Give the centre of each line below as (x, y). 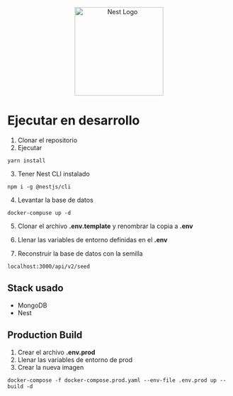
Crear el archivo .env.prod (56, 352)
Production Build (45, 335)
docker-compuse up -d (39, 213)
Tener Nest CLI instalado (53, 174)
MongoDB (32, 305)
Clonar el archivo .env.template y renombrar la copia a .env (105, 226)
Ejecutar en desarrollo (74, 121)
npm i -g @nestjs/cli (39, 187)
